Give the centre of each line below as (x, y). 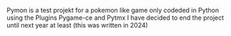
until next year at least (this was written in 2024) (77, 25)
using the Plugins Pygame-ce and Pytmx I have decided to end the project (116, 18)
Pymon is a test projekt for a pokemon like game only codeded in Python (113, 10)
